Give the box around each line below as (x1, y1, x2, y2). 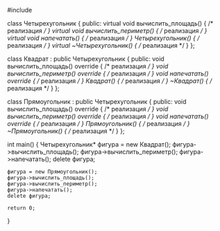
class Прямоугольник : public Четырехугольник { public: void (7, 98, 187, 106)
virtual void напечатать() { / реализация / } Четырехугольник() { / (7, 34, 200, 42)
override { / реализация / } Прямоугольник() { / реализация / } (7, 120, 190, 127)
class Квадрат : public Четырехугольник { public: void (7, 55, 164, 63)
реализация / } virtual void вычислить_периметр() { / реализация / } (7, 27, 208, 35)
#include (7, 6, 33, 14)
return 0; (7, 205, 36, 212)
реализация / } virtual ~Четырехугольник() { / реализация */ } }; (7, 41, 196, 49)
